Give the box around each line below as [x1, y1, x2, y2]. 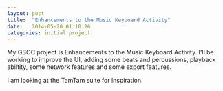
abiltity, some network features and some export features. [7, 63, 172, 71]
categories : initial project [7, 29, 91, 37]
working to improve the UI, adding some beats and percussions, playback [7, 56, 216, 64]
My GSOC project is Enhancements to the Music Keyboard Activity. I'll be [7, 48, 215, 57]
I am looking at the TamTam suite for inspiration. [7, 77, 143, 85]
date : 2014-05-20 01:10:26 [7, 23, 91, 30]
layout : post [7, 10, 45, 17]
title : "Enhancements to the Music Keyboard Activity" [7, 17, 171, 23]
